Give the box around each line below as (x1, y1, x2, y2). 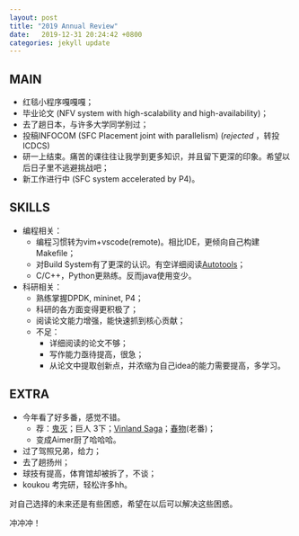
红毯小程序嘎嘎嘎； (22, 96, 94, 108)
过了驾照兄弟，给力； (22, 445, 101, 456)
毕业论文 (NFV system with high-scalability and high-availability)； (22, 108, 269, 119)
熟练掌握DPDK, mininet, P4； (35, 292, 144, 303)
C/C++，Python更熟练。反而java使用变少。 (35, 270, 197, 281)
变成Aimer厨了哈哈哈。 (35, 433, 121, 445)
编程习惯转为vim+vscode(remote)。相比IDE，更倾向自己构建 (35, 236, 260, 247)
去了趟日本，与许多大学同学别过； (22, 119, 149, 130)
